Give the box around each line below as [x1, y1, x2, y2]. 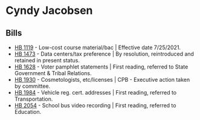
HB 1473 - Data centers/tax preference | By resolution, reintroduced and [14, 50, 195, 58]
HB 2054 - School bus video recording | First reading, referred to [14, 102, 176, 109]
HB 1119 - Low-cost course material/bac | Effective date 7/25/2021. [14, 44, 181, 51]
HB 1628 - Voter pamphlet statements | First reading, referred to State [14, 63, 189, 70]
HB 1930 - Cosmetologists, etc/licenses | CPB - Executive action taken [14, 76, 190, 83]
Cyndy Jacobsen [5, 4, 93, 18]
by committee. [14, 82, 51, 90]
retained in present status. [14, 57, 80, 64]
